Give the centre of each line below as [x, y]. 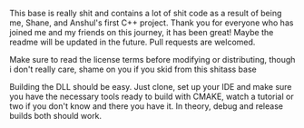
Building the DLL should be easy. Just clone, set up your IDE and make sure [151, 87]
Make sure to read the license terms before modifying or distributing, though [152, 59]
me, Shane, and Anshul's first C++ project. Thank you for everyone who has [152, 23]
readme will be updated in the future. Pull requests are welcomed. [132, 42]
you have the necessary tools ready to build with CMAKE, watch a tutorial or [152, 96]
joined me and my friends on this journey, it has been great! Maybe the [142, 32]
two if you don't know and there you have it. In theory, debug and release [147, 106]
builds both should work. [56, 116]
